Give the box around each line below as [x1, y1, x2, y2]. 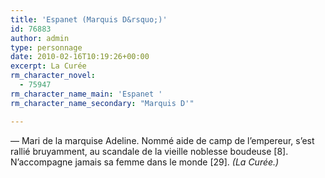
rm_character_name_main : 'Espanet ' [10, 89, 163, 99]
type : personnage [10, 42, 83, 53]
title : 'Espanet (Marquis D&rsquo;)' [10, 14, 168, 25]
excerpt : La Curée [10, 61, 87, 71]
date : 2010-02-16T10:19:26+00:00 [10, 52, 150, 62]
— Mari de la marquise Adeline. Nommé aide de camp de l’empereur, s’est [10, 134, 315, 146]
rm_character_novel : [10, 71, 97, 81]
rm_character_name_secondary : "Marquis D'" [10, 98, 195, 108]
